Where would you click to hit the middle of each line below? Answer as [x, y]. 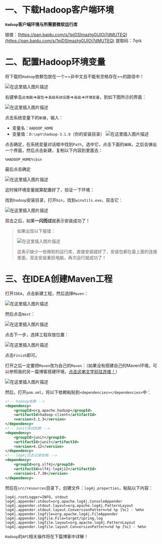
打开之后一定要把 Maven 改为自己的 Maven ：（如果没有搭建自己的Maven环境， [79, 365]
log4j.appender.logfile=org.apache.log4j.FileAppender [62, 514]
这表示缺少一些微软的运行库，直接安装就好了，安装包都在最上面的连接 [87, 251]
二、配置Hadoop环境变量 [55, 62]
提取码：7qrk [129, 40]
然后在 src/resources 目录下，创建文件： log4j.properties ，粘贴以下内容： [79, 488]
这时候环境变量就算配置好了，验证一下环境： [50, 190]
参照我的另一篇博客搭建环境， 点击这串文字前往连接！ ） [64, 371]
